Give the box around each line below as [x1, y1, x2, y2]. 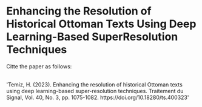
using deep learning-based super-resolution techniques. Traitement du [6, 87, 184, 94]
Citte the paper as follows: [6, 62, 72, 70]
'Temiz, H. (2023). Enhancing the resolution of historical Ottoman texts [6, 80, 183, 88]
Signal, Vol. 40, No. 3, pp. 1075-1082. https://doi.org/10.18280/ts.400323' [6, 94, 189, 101]
